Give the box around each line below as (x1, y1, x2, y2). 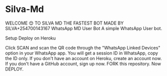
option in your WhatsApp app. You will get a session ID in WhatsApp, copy (5, 50, 158, 56)
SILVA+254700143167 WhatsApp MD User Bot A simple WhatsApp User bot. (5, 25, 162, 31)
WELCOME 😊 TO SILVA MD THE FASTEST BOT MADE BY (5, 20, 124, 26)
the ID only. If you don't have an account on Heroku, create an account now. (5, 55, 162, 61)
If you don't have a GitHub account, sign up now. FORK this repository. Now (5, 60, 161, 66)
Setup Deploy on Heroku (5, 35, 56, 41)
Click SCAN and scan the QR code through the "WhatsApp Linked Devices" (5, 44, 160, 50)
